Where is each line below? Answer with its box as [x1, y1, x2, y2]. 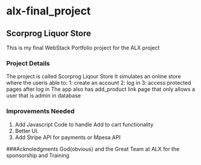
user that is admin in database [6, 92, 81, 99]
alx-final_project [6, 4, 91, 18]
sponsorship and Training [6, 152, 70, 159]
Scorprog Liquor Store [6, 28, 91, 39]
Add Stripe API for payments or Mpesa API [14, 134, 121, 141]
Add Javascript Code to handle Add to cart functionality [14, 120, 153, 128]
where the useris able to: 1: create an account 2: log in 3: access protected [6, 79, 191, 87]
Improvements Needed [6, 107, 75, 116]
